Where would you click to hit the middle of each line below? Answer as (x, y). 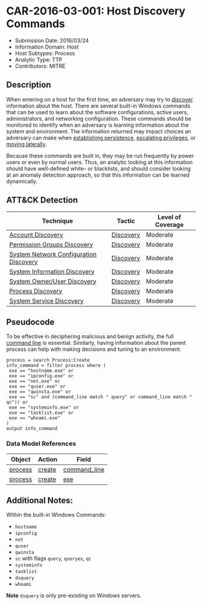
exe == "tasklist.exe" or (41, 413)
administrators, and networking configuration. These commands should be (99, 118)
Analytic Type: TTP (38, 59)
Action (48, 459)
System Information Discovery (52, 272)
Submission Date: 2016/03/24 (52, 40)
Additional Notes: (40, 501)
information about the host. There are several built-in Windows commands (98, 106)
